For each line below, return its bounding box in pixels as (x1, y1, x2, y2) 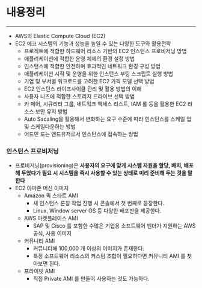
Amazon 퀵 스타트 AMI (23, 192, 78, 199)
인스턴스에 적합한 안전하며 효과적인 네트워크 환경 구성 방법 (23, 62, 161, 69)
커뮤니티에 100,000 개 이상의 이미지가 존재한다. (32, 245, 145, 252)
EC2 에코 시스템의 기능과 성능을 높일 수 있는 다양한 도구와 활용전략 (14, 40, 171, 47)
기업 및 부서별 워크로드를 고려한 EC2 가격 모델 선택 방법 (23, 77, 155, 85)
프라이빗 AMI (23, 267, 55, 275)
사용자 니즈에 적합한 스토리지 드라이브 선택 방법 (23, 92, 135, 100)
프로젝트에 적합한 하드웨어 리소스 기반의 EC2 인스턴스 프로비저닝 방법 (23, 47, 187, 54)
